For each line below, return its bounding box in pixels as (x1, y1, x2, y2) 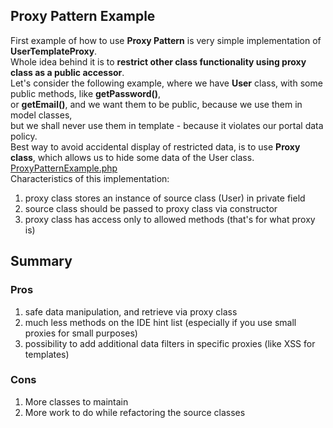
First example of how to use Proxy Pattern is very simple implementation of (10, 34, 322, 46)
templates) (24, 348, 70, 360)
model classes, (10, 109, 73, 121)
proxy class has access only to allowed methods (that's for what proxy (24, 213, 316, 225)
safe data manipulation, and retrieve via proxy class (24, 305, 238, 318)
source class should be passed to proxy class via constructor (24, 202, 278, 214)
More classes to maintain (24, 395, 129, 408)
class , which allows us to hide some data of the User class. (10, 151, 255, 163)
